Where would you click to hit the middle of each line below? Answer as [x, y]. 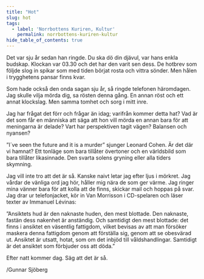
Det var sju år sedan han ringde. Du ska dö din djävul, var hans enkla [92, 58]
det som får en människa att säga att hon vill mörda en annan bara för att [97, 120]
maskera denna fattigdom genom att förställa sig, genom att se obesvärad [99, 233]
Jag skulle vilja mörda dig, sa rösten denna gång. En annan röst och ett [95, 95]
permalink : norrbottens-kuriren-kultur [68, 35]
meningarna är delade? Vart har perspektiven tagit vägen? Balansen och [97, 126]
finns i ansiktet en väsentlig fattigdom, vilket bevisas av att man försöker [97, 227]
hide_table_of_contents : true [45, 40]
